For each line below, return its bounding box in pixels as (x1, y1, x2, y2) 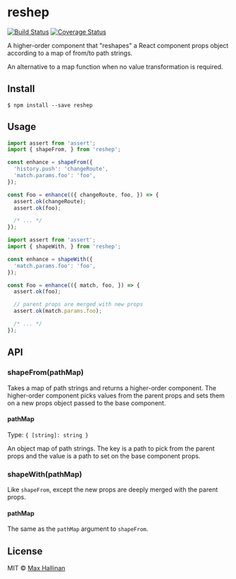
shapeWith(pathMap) (7, 469, 82, 479)
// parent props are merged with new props (13, 301, 143, 308)
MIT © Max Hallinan (7, 564, 66, 573)
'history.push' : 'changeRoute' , (13, 165, 109, 173)
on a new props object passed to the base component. (7, 398, 166, 407)
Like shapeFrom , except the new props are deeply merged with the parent (7, 485, 218, 494)
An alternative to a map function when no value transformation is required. (7, 62, 223, 71)
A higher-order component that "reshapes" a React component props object (7, 41, 229, 49)
